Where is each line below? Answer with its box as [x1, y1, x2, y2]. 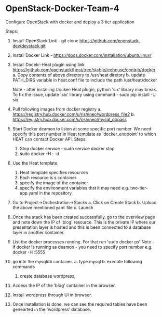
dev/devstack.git [12, 43, 46, 48]
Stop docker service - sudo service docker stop [19, 145, 115, 151]
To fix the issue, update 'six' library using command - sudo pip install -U [12, 92, 156, 97]
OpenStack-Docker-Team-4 [5, 3, 120, 14]
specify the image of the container [19, 180, 88, 186]
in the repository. [39, 190, 73, 196]
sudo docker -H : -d [19, 151, 59, 157]
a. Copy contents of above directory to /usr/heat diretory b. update [12, 72, 145, 78]
